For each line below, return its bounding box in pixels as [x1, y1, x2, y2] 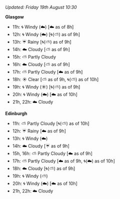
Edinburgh [5, 110, 27, 116]
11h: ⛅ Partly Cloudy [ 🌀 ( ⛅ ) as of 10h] [12, 120, 89, 126]
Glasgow [5, 14, 24, 19]
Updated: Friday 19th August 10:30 [5, 4, 77, 10]
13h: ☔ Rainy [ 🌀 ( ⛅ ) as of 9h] [12, 39, 71, 44]
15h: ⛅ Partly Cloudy [12, 54, 56, 59]
